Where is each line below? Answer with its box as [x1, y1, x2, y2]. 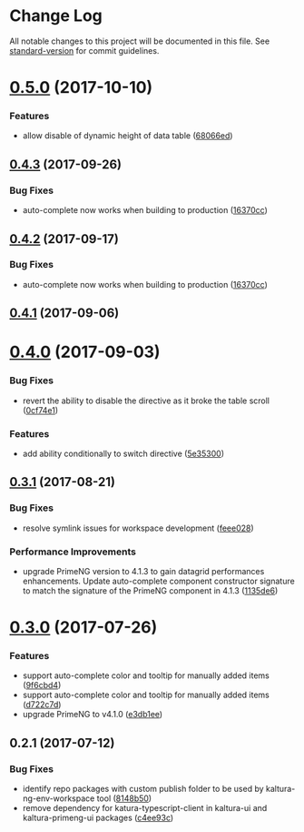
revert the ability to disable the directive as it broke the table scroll [22, 395, 270, 406]
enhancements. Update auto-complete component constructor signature [22, 575, 295, 586]
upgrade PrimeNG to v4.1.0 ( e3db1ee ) [22, 709, 163, 720]
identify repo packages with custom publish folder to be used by [22, 784, 265, 795]
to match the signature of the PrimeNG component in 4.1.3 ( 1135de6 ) [22, 584, 279, 596]
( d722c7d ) [22, 699, 62, 710]
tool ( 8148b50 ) [96, 793, 152, 804]
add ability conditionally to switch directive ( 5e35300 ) [22, 448, 225, 459]
